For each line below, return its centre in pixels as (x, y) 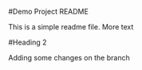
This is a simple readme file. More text (71, 27)
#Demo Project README (49, 12)
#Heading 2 (28, 42)
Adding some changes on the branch (69, 58)
